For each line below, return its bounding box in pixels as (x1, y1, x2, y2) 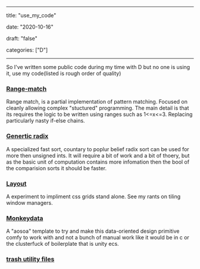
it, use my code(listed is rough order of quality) (6, 70, 121, 77)
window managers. (6, 199, 53, 206)
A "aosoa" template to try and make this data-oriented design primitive (6, 227, 180, 235)
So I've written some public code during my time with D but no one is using (6, 64, 190, 70)
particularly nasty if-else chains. (6, 117, 85, 124)
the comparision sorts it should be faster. (6, 164, 107, 171)
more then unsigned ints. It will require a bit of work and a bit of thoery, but (6, 152, 190, 159)
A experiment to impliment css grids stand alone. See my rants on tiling (6, 193, 181, 200)
